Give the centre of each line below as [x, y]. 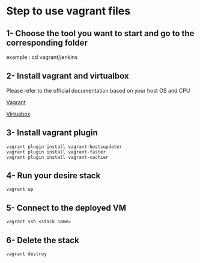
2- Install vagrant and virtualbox [68, 76]
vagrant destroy [26, 254]
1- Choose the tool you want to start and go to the [100, 33]
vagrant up [20, 190]
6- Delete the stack [43, 240]
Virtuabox [18, 114]
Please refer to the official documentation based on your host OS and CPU [98, 90]
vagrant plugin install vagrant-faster [56, 152]
